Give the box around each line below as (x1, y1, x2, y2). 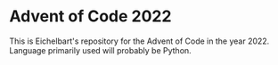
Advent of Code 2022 (9, 6, 172, 27)
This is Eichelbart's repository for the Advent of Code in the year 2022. (9, 36, 270, 46)
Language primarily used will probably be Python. (9, 45, 192, 55)
